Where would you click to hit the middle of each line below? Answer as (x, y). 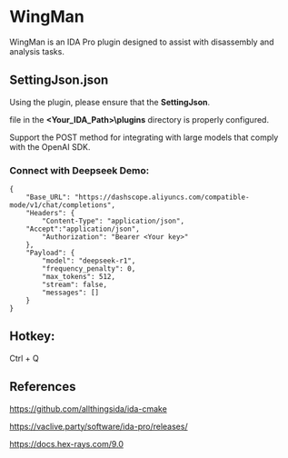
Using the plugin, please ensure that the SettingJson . (110, 102)
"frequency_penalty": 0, (89, 269)
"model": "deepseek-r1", (89, 261)
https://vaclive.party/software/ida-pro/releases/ (99, 426)
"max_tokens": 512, (79, 277)
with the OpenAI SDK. (50, 146)
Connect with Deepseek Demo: (79, 170)
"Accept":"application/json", (83, 229)
